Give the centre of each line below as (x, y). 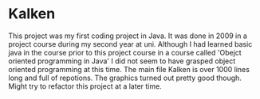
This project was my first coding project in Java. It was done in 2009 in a (128, 36)
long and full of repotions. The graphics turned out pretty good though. (125, 78)
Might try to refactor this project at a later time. (85, 86)
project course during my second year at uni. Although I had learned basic (130, 44)
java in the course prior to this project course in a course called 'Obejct (125, 52)
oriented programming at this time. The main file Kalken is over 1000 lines (129, 69)
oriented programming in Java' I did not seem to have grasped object (122, 61)
